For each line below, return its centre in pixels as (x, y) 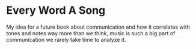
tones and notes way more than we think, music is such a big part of (91, 33)
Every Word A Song (56, 10)
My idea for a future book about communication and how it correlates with (98, 27)
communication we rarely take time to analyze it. (66, 39)
